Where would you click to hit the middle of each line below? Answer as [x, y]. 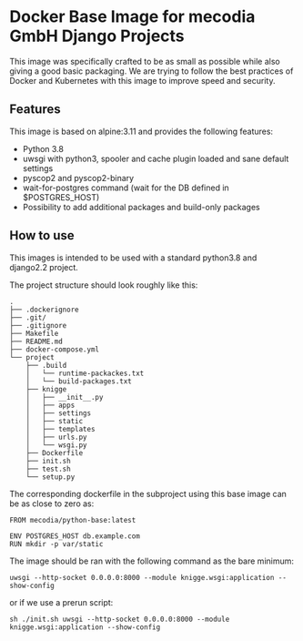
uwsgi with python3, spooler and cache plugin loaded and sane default [156, 158]
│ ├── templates [61, 429]
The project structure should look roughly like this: [104, 285]
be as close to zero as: [52, 504]
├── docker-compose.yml [55, 349]
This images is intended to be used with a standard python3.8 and [133, 258]
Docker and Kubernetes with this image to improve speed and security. [142, 80]
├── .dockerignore [44, 310]
